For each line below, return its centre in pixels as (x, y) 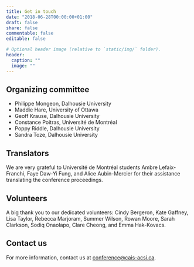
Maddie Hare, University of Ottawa (56, 110)
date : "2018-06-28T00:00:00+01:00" (50, 17)
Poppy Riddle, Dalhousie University (57, 129)
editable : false (26, 39)
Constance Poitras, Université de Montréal (66, 122)
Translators (28, 153)
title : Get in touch (31, 11)
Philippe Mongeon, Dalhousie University (63, 104)
